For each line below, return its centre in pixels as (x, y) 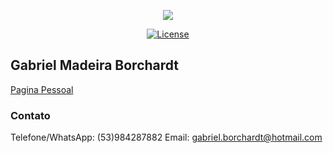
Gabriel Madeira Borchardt (95, 65)
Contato (30, 115)
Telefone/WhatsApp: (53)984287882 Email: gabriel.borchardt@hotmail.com (166, 137)
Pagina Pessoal (42, 89)
